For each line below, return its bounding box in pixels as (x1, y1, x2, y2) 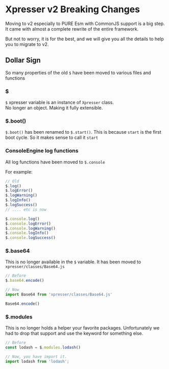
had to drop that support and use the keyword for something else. (5, 330, 144, 336)
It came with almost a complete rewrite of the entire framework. (5, 26, 139, 32)
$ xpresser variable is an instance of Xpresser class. (5, 100, 114, 106)
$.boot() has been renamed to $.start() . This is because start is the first (5, 129, 161, 135)
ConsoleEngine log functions (5, 147, 79, 154)
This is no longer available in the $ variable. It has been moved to (5, 259, 142, 265)
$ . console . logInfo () (5, 231, 49, 236)
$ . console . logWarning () (5, 226, 56, 231)
